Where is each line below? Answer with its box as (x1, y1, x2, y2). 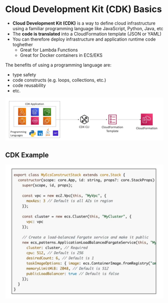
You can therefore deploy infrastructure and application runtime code (12, 36, 156, 42)
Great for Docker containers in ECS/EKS (20, 52, 103, 58)
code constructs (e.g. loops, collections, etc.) (12, 77, 106, 83)
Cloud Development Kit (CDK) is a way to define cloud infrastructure (12, 20, 155, 26)
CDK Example (5, 151, 49, 159)
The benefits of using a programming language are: (5, 62, 112, 68)
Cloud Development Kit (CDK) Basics (5, 4, 162, 15)
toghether (12, 41, 33, 47)
